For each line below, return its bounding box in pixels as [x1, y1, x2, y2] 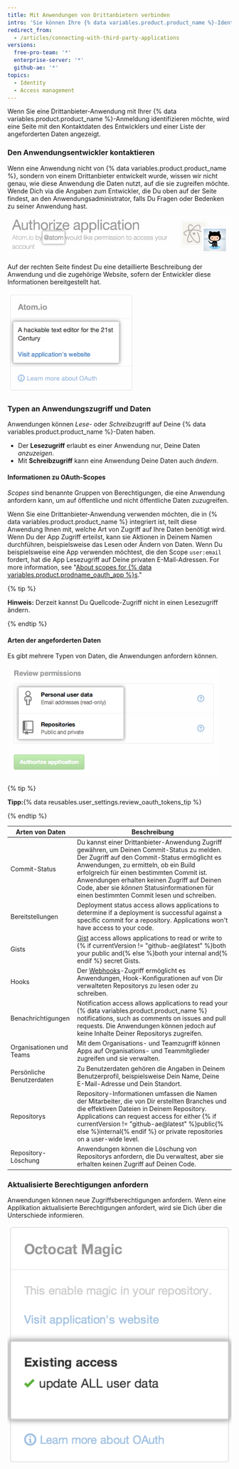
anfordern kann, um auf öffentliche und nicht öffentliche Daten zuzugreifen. [7, 496, 229, 505]
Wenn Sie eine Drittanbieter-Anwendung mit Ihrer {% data [7, 107, 177, 116]
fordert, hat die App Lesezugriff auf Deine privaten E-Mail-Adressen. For [7, 556, 220, 564]
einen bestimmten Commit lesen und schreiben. [77, 891, 217, 900]
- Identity [14, 79, 46, 86]
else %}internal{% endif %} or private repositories [77, 1127, 223, 1135]
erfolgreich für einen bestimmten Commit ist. [77, 869, 208, 877]
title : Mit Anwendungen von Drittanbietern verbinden [7, 11, 171, 19]
